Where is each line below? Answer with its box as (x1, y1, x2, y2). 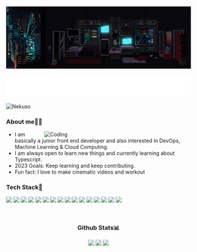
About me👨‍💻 (6, 117, 43, 125)
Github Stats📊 (77, 224, 120, 232)
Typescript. (14, 156, 42, 163)
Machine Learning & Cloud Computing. (14, 144, 108, 151)
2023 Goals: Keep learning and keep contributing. (14, 163, 135, 170)
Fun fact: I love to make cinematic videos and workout (14, 168, 145, 175)
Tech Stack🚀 (6, 183, 43, 191)
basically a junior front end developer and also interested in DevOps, (14, 137, 181, 144)
